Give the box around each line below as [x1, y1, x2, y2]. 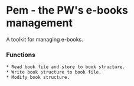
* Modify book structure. [6, 75, 70, 81]
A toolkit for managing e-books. [6, 36, 84, 43]
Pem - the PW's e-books [6, 4, 129, 17]
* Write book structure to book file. [6, 69, 102, 75]
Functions [6, 50, 35, 59]
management [6, 16, 73, 30]
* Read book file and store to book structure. [6, 64, 126, 70]
